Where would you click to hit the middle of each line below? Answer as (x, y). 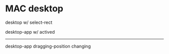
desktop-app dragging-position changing (48, 46)
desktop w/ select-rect (29, 22)
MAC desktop (34, 9)
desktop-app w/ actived (30, 32)
